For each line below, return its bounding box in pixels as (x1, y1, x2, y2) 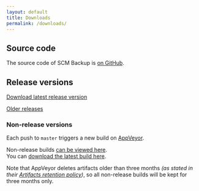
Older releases (6, 105, 43, 112)
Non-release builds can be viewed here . (6, 146, 108, 154)
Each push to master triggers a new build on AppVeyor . (6, 134, 145, 141)
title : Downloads (6, 15, 51, 21)
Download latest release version (6, 93, 88, 100)
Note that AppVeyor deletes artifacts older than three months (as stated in (6, 165, 193, 172)
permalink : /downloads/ (6, 20, 67, 26)
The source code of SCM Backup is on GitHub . (6, 59, 124, 67)
